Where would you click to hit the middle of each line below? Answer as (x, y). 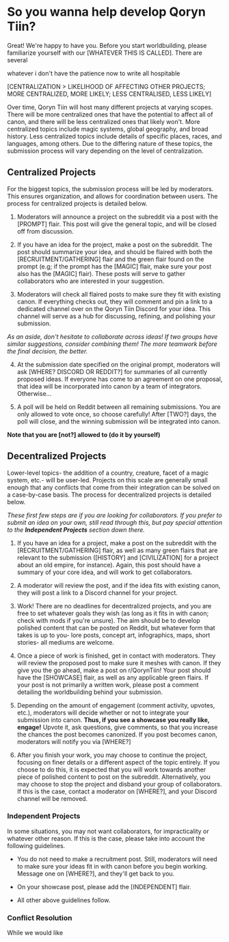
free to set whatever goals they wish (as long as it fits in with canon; (113, 613)
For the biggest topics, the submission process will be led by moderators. (110, 188)
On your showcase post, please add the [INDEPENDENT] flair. (104, 887)
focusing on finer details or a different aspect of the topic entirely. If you (118, 762)
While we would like (35, 933)
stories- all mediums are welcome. (66, 642)
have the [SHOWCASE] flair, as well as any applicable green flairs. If (113, 677)
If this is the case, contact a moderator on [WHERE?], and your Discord (117, 791)
